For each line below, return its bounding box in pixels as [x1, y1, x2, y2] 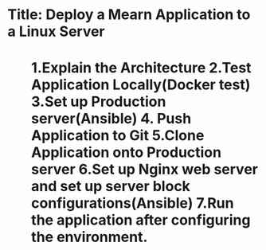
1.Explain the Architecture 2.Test [30, 59, 252, 77]
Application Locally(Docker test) [30, 76, 251, 94]
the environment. [30, 229, 148, 246]
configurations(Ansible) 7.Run [30, 194, 234, 213]
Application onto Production [30, 143, 222, 162]
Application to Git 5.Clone [30, 127, 205, 145]
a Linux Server [7, 22, 105, 41]
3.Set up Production [30, 93, 166, 111]
